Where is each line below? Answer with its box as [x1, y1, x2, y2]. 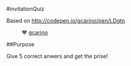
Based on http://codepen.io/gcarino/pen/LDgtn [6, 17, 125, 24]
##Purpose [6, 41, 35, 48]
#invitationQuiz [6, 5, 45, 12]
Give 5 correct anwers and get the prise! [6, 53, 108, 60]
